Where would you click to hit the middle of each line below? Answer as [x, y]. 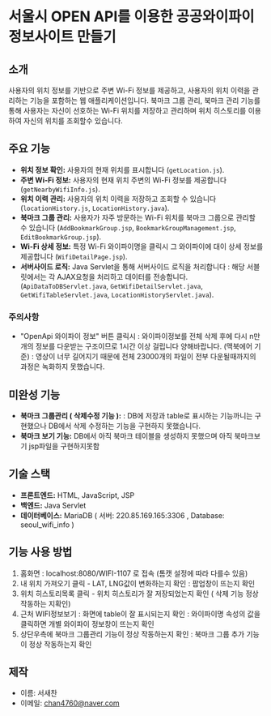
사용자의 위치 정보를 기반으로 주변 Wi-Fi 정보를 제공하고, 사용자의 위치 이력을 [129, 90]
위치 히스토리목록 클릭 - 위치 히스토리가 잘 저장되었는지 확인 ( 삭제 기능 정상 [139, 594]
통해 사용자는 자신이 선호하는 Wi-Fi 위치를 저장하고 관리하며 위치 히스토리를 [127, 111]
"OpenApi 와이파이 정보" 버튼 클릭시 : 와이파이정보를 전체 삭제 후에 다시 [134, 337]
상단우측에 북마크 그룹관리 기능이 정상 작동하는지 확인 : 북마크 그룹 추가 [132, 634]
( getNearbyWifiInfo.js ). [60, 189]
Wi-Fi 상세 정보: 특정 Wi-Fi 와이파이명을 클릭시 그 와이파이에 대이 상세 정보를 [142, 246]
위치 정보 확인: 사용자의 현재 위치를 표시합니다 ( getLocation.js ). [122, 169]
